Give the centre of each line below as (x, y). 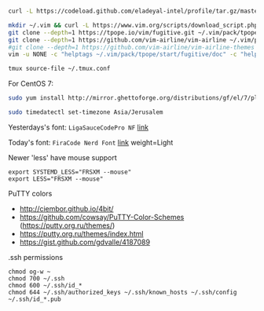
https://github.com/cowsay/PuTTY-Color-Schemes (102, 217)
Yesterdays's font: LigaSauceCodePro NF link (79, 127)
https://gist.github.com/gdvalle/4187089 (85, 242)
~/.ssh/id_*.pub (35, 299)
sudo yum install (37, 98)
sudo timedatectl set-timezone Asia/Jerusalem (86, 112)
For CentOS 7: (31, 84)
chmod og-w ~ (29, 272)
